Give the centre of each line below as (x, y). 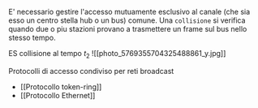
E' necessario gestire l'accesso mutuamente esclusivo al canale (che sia (129, 12)
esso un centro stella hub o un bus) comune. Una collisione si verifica (127, 20)
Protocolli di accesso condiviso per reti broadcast (91, 71)
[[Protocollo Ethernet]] (58, 95)
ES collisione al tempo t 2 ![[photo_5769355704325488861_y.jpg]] (117, 54)
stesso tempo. (32, 37)
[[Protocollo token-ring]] (61, 86)
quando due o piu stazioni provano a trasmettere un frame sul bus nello (128, 29)
